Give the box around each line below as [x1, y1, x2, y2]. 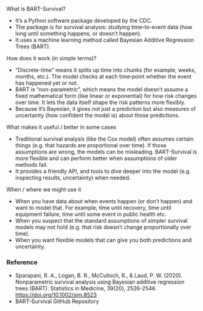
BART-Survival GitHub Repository [15, 298, 99, 305]
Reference [6, 258, 38, 267]
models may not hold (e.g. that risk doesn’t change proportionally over [15, 223, 191, 231]
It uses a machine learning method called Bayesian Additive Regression [15, 37, 194, 43]
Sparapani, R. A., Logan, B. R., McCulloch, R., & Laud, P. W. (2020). [15, 272, 183, 279]
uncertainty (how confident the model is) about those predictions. [15, 112, 181, 119]
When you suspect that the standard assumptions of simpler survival [15, 217, 188, 224]
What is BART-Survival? [6, 5, 66, 12]
